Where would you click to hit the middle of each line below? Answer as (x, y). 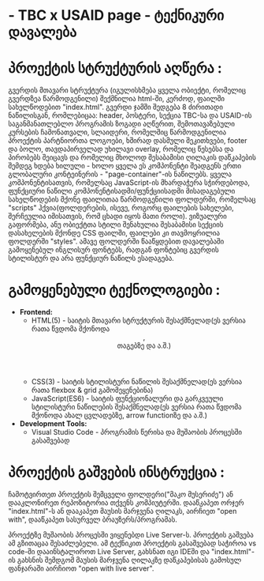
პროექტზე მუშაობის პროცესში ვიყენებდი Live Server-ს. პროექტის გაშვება (131, 535)
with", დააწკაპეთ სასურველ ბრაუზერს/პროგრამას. (93, 519)
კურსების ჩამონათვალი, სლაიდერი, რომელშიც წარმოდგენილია (117, 132)
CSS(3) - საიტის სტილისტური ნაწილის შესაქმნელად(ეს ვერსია (137, 382)
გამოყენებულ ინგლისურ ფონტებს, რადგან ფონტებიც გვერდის (113, 250)
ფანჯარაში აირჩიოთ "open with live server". (81, 568)
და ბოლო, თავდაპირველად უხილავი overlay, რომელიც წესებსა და (121, 149)
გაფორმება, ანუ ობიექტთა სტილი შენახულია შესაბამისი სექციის (116, 224)
